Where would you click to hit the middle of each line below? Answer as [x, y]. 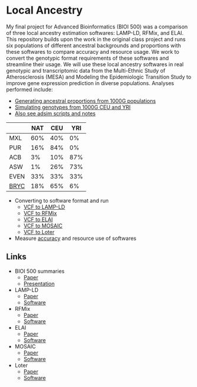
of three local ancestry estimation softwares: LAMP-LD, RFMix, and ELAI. [95, 32]
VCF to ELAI [38, 219]
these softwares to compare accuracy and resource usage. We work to [93, 51]
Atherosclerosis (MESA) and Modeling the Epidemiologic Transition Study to [99, 77]
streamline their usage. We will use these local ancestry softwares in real [95, 64]
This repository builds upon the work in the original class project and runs [96, 39]
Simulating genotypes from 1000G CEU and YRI [73, 107]
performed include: [30, 89]
